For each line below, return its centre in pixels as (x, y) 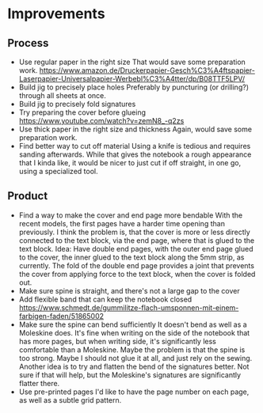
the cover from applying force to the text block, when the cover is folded (137, 274)
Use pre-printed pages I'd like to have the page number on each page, (134, 392)
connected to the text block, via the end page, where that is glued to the (137, 240)
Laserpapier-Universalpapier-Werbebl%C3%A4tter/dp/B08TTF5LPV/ (132, 79)
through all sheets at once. (62, 95)
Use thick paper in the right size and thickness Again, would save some (135, 129)
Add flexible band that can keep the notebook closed (105, 299)
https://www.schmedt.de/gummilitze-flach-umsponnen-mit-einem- (129, 307)
